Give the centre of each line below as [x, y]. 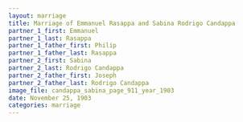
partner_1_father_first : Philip [62, 46]
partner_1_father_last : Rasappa [62, 53]
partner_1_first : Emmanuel [54, 31]
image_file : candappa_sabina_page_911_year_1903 [91, 90]
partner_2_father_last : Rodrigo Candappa [79, 83]
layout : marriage [37, 16]
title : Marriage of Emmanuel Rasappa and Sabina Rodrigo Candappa [122, 23]
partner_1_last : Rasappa [50, 38]
